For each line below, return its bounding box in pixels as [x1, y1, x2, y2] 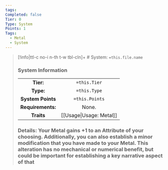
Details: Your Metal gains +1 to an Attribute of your [17, 127, 144, 134]
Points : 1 [5, 26, 26, 31]
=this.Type [76, 88, 102, 94]
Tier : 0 [5, 17, 22, 22]
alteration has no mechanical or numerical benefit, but [17, 146, 154, 153]
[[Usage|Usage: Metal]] [61, 112, 118, 119]
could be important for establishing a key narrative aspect [17, 152, 163, 159]
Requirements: [20, 104, 57, 111]
